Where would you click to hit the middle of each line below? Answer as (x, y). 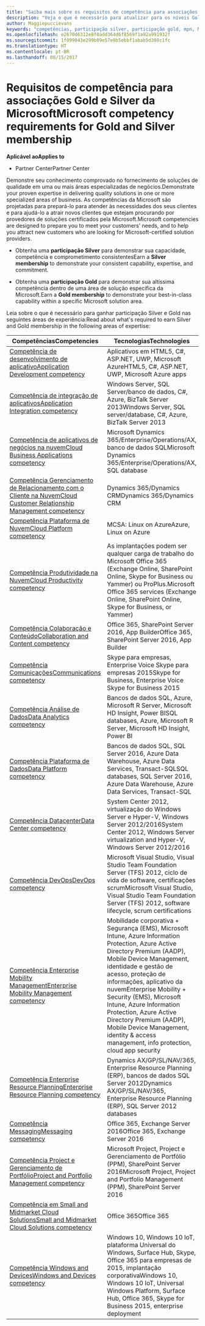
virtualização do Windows (144, 809)
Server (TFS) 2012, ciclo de (147, 872)
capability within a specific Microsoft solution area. (79, 301)
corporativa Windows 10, (142, 1275)
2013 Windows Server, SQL (146, 407)
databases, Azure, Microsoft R (150, 720)
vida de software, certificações (151, 880)
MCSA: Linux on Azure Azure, (148, 524)
